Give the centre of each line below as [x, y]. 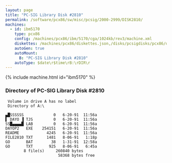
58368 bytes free [77, 155]
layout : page [19, 10]
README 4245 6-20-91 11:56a [51, 133]
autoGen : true [29, 48]
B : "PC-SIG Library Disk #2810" [53, 58]
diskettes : [26, 44]
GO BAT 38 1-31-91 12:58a [51, 142]
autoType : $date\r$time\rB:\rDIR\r [52, 63]
